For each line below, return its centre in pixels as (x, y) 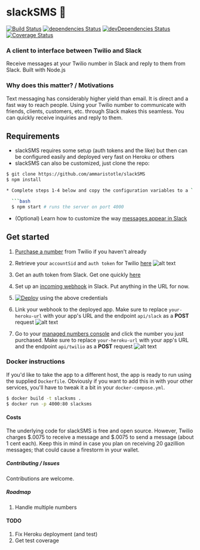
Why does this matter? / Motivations (60, 85)
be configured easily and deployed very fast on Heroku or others (95, 157)
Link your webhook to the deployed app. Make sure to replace (91, 309)
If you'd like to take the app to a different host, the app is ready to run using (99, 374)
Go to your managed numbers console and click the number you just (99, 333)
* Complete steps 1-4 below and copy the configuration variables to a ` (100, 190)
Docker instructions (36, 362)
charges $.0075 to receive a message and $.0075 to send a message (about (100, 437)
